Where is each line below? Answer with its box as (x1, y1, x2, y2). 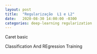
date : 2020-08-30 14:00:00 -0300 (5, 16, 77, 21)
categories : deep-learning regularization (5, 20, 92, 26)
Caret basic (5, 34, 28, 40)
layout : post (5, 7, 32, 12)
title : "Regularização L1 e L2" (5, 12, 75, 17)
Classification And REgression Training (5, 43, 82, 49)
